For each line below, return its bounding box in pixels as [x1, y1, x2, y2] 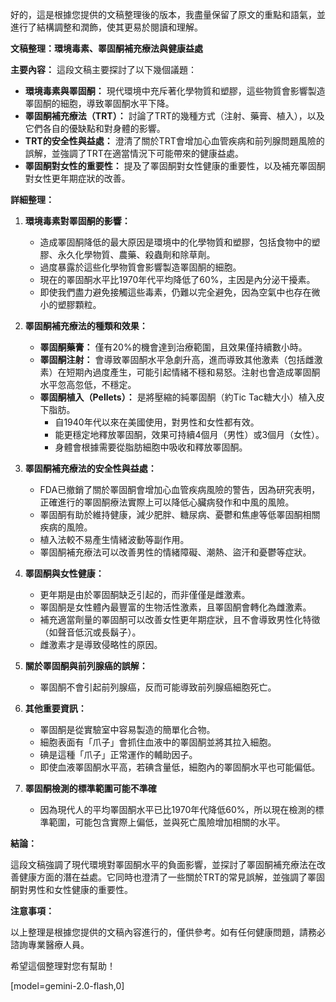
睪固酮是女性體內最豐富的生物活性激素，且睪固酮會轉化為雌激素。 [39, 601, 312, 613]
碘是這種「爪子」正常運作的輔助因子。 [39, 749, 198, 760]
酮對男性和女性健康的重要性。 [10, 884, 133, 895]
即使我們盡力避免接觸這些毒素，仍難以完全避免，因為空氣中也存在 [39, 286, 312, 298]
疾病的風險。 [39, 521, 93, 533]
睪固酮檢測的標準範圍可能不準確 [24, 783, 157, 794]
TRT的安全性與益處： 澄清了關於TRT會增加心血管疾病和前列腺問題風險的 [24, 135, 325, 147]
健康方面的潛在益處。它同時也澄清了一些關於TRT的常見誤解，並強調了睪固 [18, 871, 326, 883]
